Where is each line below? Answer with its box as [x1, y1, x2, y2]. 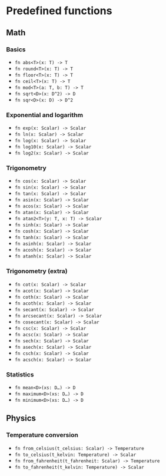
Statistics [6, 370, 34, 378]
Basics [6, 45, 26, 54]
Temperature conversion [6, 431, 78, 439]
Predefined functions [6, 4, 112, 18]
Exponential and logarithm [6, 111, 84, 119]
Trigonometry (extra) [6, 267, 68, 275]
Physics [6, 414, 36, 424]
